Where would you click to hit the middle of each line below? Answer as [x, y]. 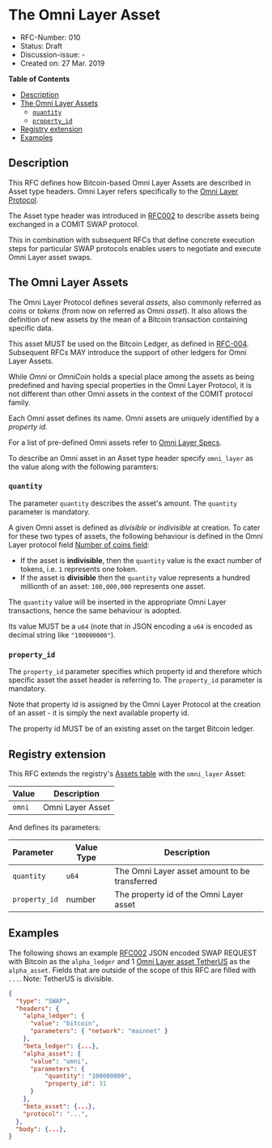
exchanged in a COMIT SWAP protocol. [74, 224]
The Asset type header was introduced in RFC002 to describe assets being [134, 216]
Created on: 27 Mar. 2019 [62, 63]
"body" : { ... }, [41, 1129]
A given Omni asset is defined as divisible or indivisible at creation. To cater [134, 527]
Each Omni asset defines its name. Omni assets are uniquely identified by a [134, 418]
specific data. [31, 328]
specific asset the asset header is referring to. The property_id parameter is [136, 680]
